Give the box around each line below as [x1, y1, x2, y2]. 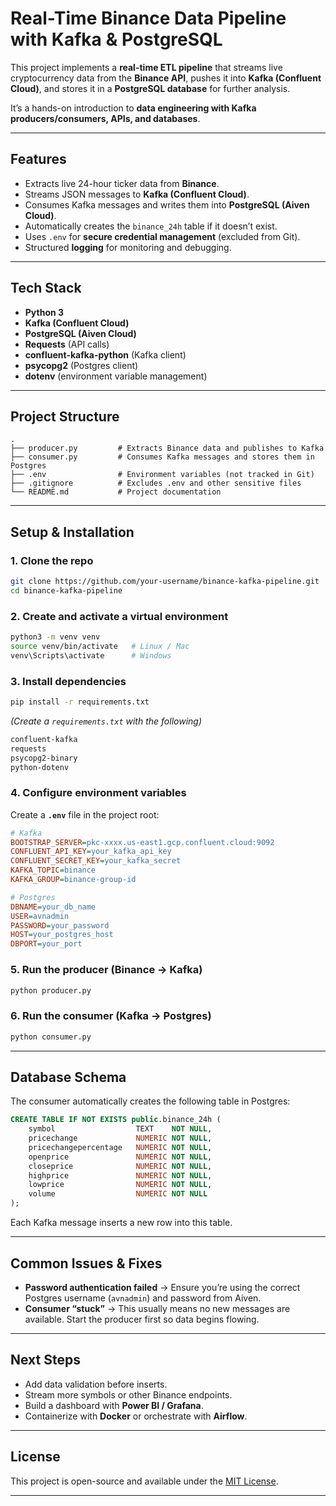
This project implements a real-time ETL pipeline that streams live [10, 61, 283, 73]
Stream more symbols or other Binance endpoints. [24, 1388, 233, 1401]
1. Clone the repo [10, 553, 94, 567]
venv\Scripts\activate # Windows [10, 650, 172, 661]
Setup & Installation [10, 523, 135, 541]
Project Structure [10, 408, 120, 425]
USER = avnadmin [10, 911, 70, 921]
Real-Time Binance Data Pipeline [10, 7, 287, 30]
